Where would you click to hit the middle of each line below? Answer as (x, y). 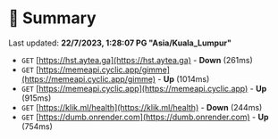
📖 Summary (52, 18)
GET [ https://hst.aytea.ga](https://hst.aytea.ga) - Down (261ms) (137, 60)
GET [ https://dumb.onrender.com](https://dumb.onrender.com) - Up (145, 117)
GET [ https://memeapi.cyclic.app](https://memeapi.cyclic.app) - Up (144, 88)
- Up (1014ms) (184, 78)
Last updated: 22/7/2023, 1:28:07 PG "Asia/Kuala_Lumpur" (120, 43)
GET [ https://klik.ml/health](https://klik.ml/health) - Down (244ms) (142, 107)
